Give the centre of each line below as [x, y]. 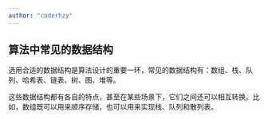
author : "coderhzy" [41, 15]
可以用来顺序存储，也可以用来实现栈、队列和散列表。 [130, 107]
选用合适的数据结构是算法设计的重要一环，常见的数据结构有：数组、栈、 [127, 70]
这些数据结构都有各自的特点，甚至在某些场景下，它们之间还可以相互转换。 [130, 97]
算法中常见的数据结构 [61, 50]
